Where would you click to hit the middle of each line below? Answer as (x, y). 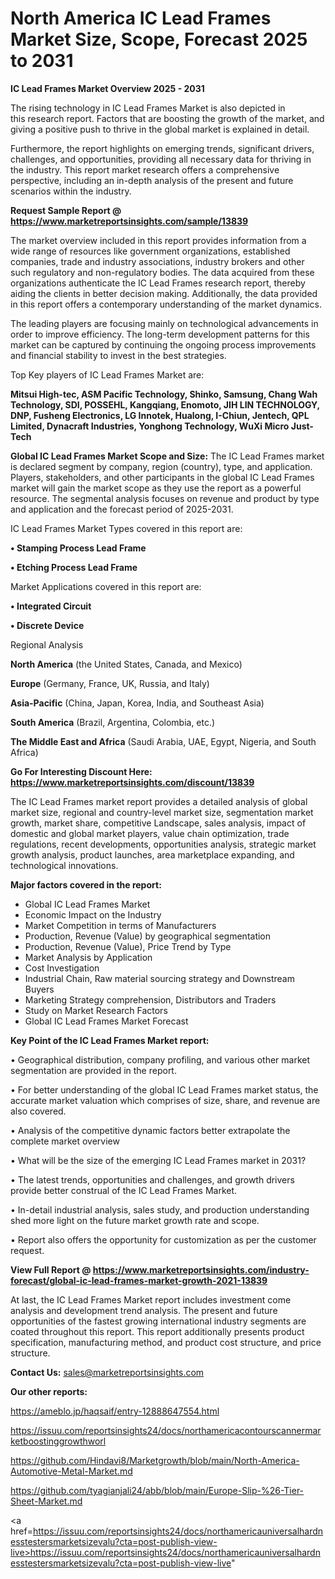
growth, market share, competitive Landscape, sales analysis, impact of (158, 823)
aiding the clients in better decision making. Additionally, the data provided (164, 293)
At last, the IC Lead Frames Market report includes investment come (151, 1299)
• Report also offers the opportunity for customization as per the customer (163, 1239)
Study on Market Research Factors (96, 1010)
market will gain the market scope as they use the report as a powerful (156, 488)
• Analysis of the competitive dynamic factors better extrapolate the (150, 1130)
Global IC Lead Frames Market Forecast (106, 1021)
